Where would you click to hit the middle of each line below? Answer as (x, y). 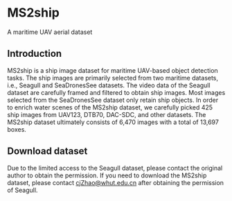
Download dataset (47, 151)
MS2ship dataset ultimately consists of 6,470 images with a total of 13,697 (113, 122)
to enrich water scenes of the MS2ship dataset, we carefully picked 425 (110, 107)
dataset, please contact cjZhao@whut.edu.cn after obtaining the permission (115, 182)
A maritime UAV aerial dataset (50, 32)
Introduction (35, 54)
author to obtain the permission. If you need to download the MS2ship (107, 175)
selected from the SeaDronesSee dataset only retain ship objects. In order (113, 100)
